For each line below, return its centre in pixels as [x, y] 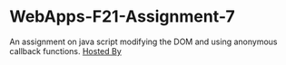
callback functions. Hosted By [66, 51]
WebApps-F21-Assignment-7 [123, 17]
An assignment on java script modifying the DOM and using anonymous [143, 42]
